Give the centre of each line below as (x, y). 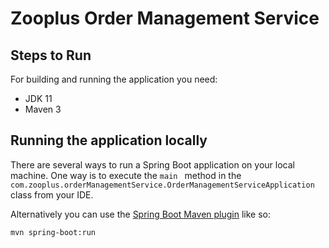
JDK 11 (38, 98)
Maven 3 (43, 109)
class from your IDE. (52, 194)
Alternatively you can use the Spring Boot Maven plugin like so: (141, 214)
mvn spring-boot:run (53, 232)
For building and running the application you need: (114, 79)
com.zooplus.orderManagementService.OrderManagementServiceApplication (162, 185)
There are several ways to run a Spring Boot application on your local (152, 164)
